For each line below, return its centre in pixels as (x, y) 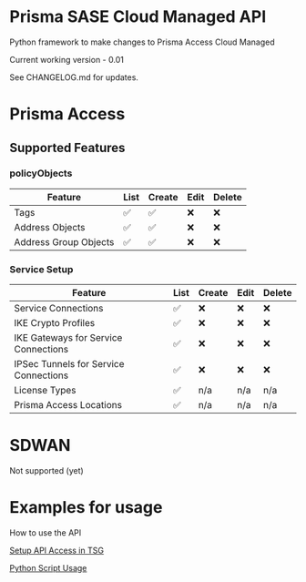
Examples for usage (86, 508)
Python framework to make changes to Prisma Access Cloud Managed (142, 42)
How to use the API (46, 532)
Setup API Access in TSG (57, 550)
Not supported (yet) (46, 471)
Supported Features (67, 148)
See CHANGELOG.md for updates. (74, 77)
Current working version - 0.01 (67, 59)
